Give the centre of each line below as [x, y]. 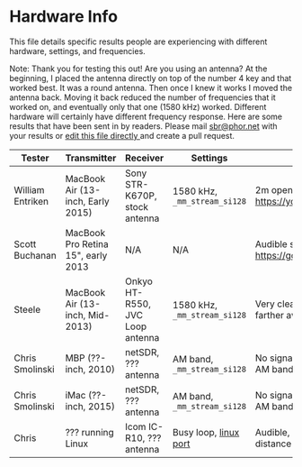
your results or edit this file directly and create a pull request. [122, 135]
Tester [35, 158]
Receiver [145, 158]
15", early [86, 255]
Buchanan [35, 255]
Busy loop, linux [206, 432]
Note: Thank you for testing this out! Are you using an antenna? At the [138, 69]
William [29, 189]
